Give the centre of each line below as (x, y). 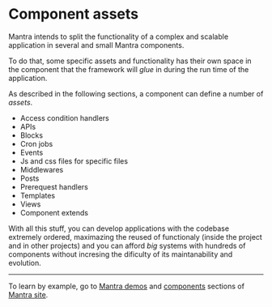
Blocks (31, 135)
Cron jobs (36, 143)
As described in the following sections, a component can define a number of (136, 93)
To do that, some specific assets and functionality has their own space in (130, 61)
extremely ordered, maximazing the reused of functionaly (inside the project (136, 237)
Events (32, 152)
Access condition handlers (64, 117)
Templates (37, 195)
